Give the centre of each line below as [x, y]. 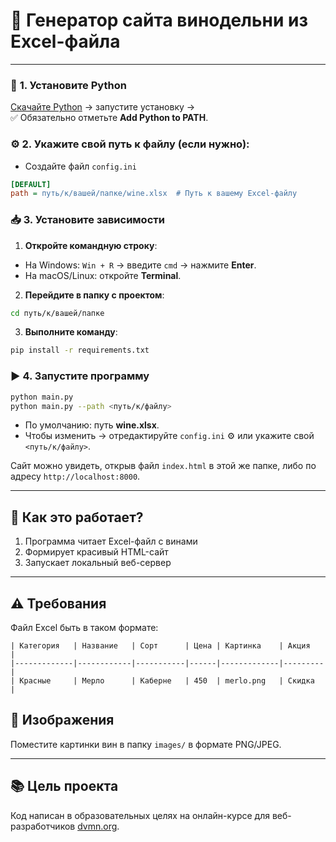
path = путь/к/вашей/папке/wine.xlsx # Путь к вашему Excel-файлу [154, 194]
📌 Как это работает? [77, 517]
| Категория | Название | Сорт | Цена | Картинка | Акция [160, 646]
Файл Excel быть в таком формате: [84, 627]
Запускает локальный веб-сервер [98, 563]
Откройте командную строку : [91, 245]
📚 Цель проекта [64, 786]
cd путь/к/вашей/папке [57, 313]
